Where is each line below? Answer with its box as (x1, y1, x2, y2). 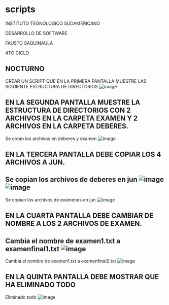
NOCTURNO (5, 64, 45, 73)
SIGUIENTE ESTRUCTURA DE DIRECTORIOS (5, 83, 98, 89)
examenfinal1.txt (5, 245, 60, 253)
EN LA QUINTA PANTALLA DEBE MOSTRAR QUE (5, 273, 159, 281)
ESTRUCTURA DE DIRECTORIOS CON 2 (5, 106, 131, 115)
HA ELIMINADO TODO (5, 281, 76, 289)
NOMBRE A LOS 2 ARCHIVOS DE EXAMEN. (5, 219, 142, 228)
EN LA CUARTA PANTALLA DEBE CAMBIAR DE (5, 212, 154, 220)
